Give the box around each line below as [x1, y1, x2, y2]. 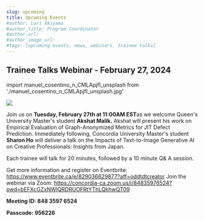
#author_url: [6, 31, 39, 38]
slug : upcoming [6, 8, 45, 15]
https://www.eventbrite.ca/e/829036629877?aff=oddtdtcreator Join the [6, 173, 187, 180]
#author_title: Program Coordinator [6, 25, 99, 32]
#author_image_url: [6, 37, 56, 43]
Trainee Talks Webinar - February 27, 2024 [6, 65, 171, 76]
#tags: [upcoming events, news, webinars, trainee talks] [6, 43, 156, 49]
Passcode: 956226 [6, 209, 56, 216]
